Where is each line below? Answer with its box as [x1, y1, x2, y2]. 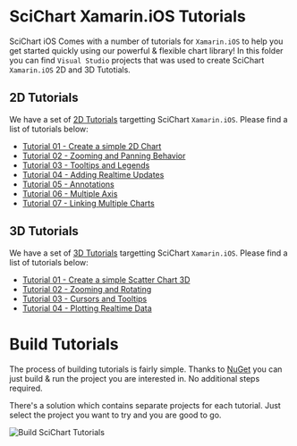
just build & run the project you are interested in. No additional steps [9, 373, 260, 383]
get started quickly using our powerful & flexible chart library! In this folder [9, 45, 284, 55]
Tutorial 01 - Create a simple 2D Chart [21, 140, 162, 151]
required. [9, 383, 43, 393]
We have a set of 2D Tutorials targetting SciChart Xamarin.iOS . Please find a [9, 114, 288, 124]
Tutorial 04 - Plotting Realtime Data [21, 302, 152, 314]
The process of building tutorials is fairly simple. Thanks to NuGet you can [9, 364, 283, 374]
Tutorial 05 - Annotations [21, 179, 115, 189]
